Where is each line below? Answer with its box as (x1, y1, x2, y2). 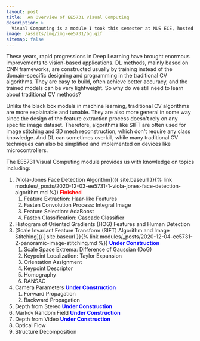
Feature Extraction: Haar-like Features (23, 195, 118, 202)
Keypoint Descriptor (23, 265, 73, 272)
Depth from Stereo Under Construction (14, 303, 113, 310)
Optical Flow (14, 322, 46, 328)
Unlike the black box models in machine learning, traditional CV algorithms (6, 103, 189, 109)
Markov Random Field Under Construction (14, 309, 121, 316)
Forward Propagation (23, 290, 76, 297)
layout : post (6, 8, 39, 15)
